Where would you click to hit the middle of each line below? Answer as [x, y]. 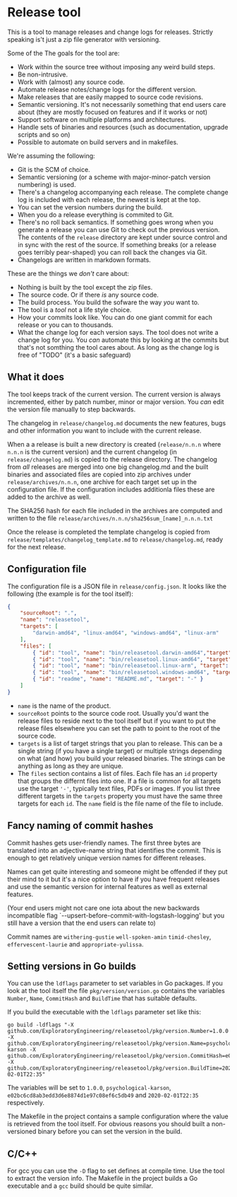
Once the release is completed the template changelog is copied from [109, 532]
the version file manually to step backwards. [72, 409]
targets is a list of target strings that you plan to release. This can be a [120, 743]
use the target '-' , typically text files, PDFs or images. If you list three [119, 788]
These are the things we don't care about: [68, 273]
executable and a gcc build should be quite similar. [80, 1186]
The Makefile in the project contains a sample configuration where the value [118, 1116]
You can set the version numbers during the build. [90, 207]
